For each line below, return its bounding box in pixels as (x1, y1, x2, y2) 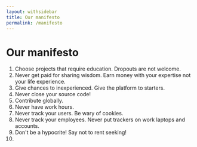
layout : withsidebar (6, 8, 58, 15)
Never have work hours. (14, 103, 75, 111)
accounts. (14, 122, 40, 130)
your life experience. (14, 78, 66, 85)
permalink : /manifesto (6, 20, 63, 26)
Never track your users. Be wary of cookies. (14, 110, 124, 117)
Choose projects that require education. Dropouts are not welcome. (14, 65, 181, 72)
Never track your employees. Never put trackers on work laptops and (14, 116, 185, 123)
